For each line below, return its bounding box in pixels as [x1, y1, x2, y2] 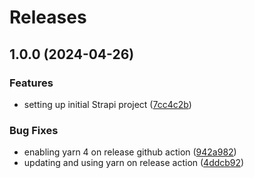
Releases [9, 6, 87, 29]
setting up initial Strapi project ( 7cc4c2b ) [23, 98, 192, 110]
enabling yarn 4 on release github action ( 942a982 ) [23, 146, 237, 158]
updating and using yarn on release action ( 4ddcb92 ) [23, 157, 245, 169]
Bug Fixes [9, 123, 59, 137]
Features [9, 76, 54, 90]
